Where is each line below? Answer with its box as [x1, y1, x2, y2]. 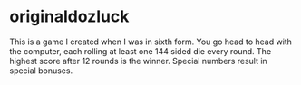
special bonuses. [9, 65, 73, 76]
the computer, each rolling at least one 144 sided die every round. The [9, 45, 272, 56]
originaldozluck [9, 6, 130, 27]
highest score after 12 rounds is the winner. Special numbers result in [9, 55, 267, 66]
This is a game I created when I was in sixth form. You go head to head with [9, 36, 293, 47]
